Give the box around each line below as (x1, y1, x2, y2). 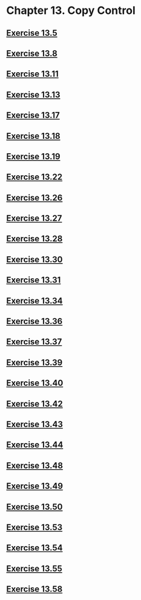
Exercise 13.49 (6, 481, 64, 492)
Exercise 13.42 (6, 398, 63, 409)
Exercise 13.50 (6, 501, 63, 512)
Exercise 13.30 (6, 254, 63, 264)
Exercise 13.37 (6, 337, 62, 347)
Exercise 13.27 (6, 213, 62, 224)
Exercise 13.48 (6, 460, 64, 470)
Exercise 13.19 (6, 151, 61, 161)
